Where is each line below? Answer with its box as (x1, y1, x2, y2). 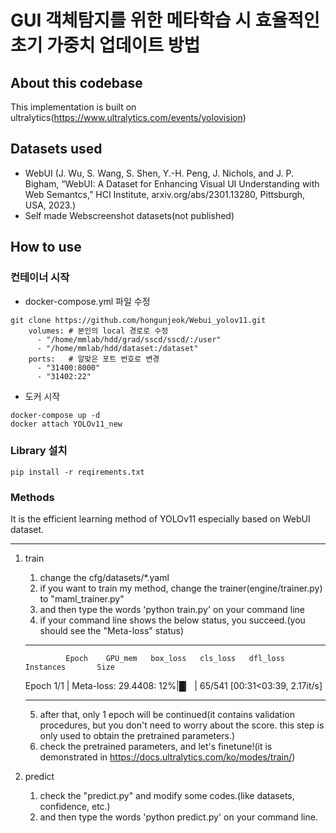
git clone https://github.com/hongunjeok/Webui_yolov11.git (10, 315, 267, 325)
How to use (10, 239, 82, 256)
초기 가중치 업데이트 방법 (10, 34, 201, 57)
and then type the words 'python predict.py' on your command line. (39, 811, 318, 823)
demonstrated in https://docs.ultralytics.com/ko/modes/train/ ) (39, 751, 296, 763)
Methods (10, 490, 55, 504)
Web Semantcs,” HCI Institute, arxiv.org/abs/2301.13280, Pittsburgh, (24, 188, 306, 200)
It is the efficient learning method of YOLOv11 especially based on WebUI (10, 513, 311, 525)
